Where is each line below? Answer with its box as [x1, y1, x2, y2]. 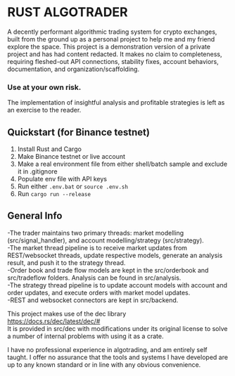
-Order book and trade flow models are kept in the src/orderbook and [7, 266, 209, 274]
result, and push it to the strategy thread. [7, 258, 126, 267]
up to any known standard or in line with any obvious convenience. [7, 360, 201, 369]
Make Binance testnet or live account [17, 153, 125, 161]
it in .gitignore [17, 167, 58, 176]
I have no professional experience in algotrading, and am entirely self [7, 345, 208, 354]
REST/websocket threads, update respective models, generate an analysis [7, 251, 223, 259]
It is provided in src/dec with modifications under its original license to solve [7, 324, 228, 332]
